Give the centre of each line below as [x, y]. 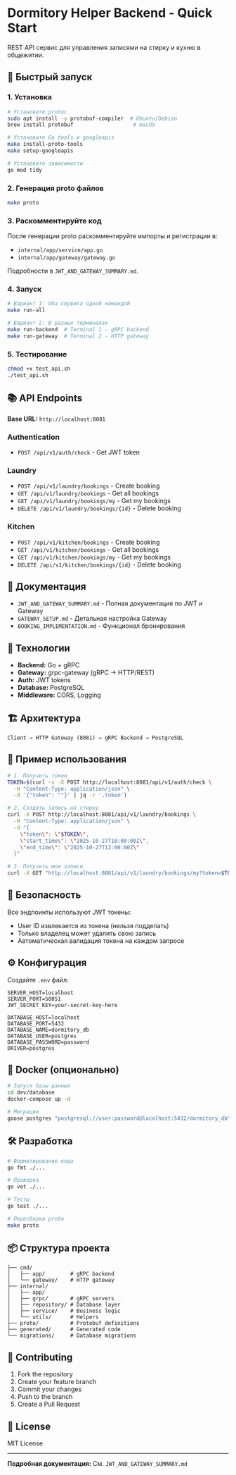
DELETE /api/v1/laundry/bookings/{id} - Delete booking [99, 508]
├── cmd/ [20, 1268]
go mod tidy [25, 170]
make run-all [26, 310]
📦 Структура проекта [59, 1248]
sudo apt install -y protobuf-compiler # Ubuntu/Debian [92, 118]
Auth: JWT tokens [44, 680]
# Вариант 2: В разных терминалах [58, 323]
